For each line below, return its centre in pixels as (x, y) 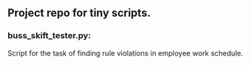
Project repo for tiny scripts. (79, 13)
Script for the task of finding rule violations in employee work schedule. (125, 53)
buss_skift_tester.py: (49, 36)
